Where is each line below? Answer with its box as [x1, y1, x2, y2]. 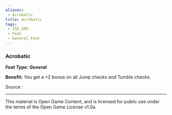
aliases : [5, 7, 24, 13]
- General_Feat [7, 36, 40, 41]
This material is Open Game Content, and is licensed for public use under [5, 99, 160, 105]
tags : [5, 21, 17, 27]
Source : [5, 84, 23, 90]
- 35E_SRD [7, 26, 29, 32]
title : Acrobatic [5, 17, 42, 22]
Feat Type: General [5, 64, 47, 70]
